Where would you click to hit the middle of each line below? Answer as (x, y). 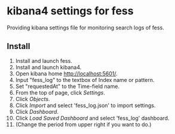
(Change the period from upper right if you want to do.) (83, 124)
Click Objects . (33, 99)
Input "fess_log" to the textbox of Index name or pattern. (85, 80)
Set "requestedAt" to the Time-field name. (67, 86)
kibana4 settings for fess (70, 11)
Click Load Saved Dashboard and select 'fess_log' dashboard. (92, 118)
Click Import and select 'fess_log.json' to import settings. (85, 105)
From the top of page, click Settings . (60, 92)
